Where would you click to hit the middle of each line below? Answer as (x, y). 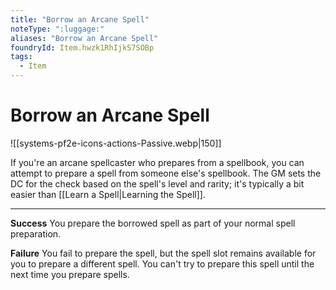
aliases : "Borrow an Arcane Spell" (84, 38)
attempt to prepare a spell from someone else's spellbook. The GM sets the (166, 173)
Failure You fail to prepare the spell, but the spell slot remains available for (163, 253)
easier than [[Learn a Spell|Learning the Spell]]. (108, 194)
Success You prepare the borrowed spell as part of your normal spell (153, 223)
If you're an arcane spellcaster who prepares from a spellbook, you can (157, 162)
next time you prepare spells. (70, 274)
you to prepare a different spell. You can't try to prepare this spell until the (162, 263)
